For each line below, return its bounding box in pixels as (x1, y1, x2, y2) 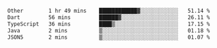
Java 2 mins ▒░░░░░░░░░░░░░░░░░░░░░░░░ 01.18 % (7, 27, 211, 34)
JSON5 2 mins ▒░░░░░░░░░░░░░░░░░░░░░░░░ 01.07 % (7, 33, 211, 41)
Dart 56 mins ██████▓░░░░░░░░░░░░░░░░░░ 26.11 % (7, 13, 211, 21)
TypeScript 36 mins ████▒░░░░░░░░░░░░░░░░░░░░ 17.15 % (7, 20, 211, 28)
